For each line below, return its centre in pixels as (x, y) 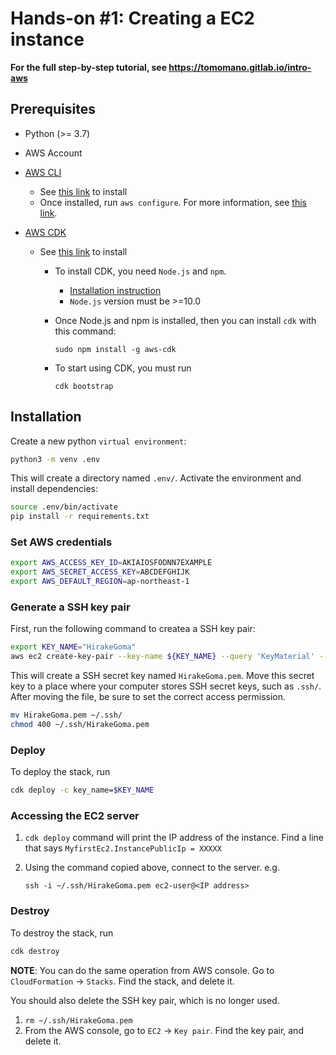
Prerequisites (53, 109)
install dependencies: (54, 489)
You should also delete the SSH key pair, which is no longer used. (145, 1000)
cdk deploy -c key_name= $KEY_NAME (82, 790)
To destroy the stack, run (62, 933)
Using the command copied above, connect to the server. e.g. (152, 868)
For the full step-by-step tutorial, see (88, 67)
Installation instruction (115, 290)
